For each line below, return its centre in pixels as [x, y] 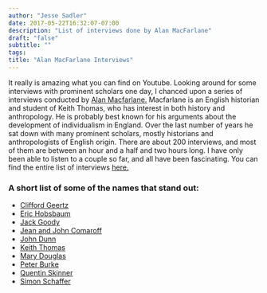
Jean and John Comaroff [61, 231]
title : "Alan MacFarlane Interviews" [71, 61]
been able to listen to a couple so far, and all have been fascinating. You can [133, 158]
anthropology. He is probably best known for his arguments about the [122, 116]
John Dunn [38, 239]
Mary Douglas [43, 256]
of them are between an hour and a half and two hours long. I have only [126, 150]
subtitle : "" [30, 45]
